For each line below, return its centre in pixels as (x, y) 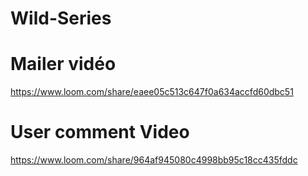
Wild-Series (61, 18)
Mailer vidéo (63, 64)
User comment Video (100, 132)
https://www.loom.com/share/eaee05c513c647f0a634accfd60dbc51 (152, 92)
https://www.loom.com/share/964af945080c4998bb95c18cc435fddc (154, 160)
